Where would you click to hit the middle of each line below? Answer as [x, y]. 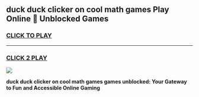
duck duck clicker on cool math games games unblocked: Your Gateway [97, 81]
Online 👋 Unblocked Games [57, 19]
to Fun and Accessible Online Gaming [53, 88]
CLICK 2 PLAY [27, 58]
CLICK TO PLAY [29, 36]
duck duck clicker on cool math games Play [88, 10]
